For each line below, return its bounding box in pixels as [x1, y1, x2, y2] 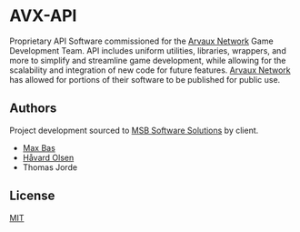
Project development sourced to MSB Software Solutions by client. [9, 125, 259, 136]
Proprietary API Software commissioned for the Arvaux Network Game [9, 35, 275, 46]
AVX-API [9, 5, 77, 26]
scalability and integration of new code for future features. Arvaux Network [9, 65, 291, 76]
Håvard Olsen [22, 152, 75, 163]
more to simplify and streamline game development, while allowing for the [9, 55, 286, 66]
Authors [9, 101, 57, 116]
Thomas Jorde [22, 161, 78, 173]
